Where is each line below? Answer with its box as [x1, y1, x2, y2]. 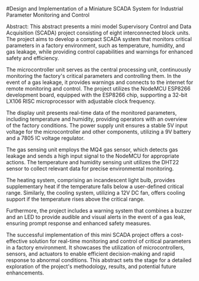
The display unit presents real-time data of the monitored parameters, [6, 110, 177, 116]
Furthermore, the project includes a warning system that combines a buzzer [6, 207, 192, 214]
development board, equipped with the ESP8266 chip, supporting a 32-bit [6, 92, 188, 98]
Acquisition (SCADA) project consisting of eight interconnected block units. [6, 29, 190, 36]
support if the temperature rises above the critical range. [6, 196, 145, 202]
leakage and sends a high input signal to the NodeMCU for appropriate [6, 152, 179, 160]
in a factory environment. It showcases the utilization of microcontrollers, [6, 244, 185, 251]
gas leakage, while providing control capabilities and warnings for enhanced [6, 48, 193, 55]
